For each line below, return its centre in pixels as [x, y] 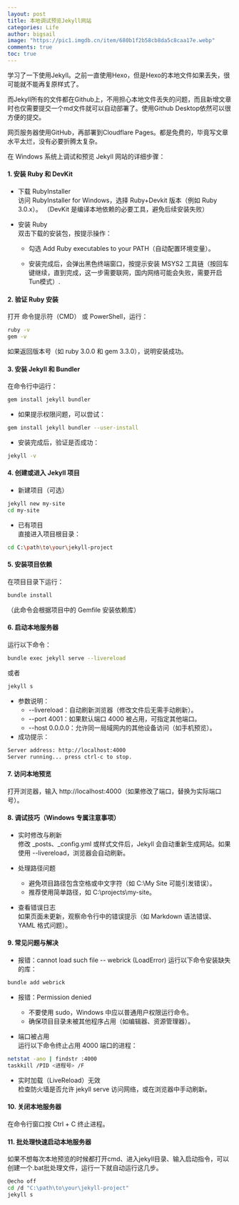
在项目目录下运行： [36, 581]
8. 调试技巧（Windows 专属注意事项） [63, 818]
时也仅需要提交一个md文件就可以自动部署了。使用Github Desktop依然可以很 [119, 108]
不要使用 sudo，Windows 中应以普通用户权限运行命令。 [111, 1012]
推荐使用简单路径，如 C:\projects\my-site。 [92, 892]
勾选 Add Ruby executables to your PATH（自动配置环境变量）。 [122, 249]
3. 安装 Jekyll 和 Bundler [44, 369]
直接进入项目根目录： [49, 534]
